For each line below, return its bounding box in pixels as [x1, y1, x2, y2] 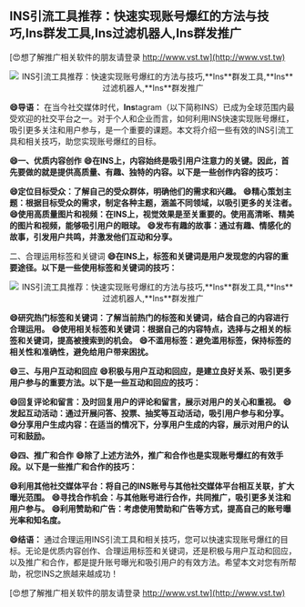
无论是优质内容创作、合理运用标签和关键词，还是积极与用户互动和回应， [25, 545, 297, 556]
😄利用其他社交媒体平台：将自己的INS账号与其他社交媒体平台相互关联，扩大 [9, 481, 295, 491]
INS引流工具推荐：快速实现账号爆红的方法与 [9, 8, 258, 25]
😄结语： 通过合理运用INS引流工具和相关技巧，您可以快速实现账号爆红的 [9, 533, 280, 544]
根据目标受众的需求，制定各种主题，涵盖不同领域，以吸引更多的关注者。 [25, 197, 297, 207]
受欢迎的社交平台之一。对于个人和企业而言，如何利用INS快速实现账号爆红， [9, 113, 294, 124]
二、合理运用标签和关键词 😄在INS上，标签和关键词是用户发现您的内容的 [9, 250, 281, 261]
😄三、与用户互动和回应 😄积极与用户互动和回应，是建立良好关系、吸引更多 [9, 365, 292, 376]
